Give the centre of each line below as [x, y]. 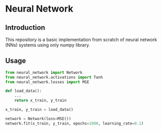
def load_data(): [24, 91]
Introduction [25, 28]
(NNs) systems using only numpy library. [48, 45]
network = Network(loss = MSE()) [38, 119]
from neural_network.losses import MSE [47, 82]
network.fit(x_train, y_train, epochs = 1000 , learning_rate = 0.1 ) [74, 123]
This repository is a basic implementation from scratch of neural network [81, 39]
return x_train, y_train [40, 101]
